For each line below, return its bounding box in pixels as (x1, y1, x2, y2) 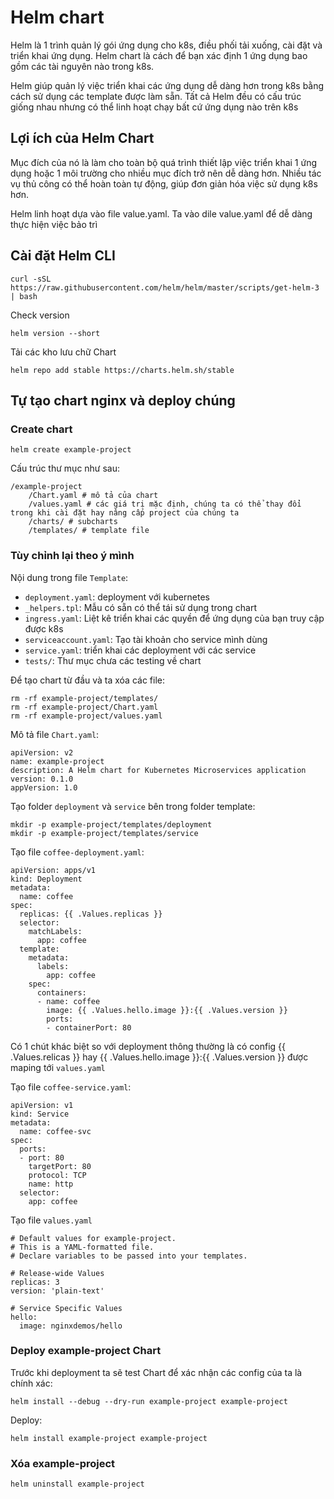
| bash (10, 291, 38, 301)
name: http (28, 1179, 74, 1189)
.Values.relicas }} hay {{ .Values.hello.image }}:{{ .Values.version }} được (10, 1051, 309, 1063)
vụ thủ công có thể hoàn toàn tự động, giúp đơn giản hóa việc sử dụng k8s (10, 177, 318, 190)
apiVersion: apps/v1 (10, 865, 97, 875)
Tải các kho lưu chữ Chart (10, 346, 117, 358)
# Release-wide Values (10, 1268, 105, 1278)
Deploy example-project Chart (10, 1344, 162, 1358)
